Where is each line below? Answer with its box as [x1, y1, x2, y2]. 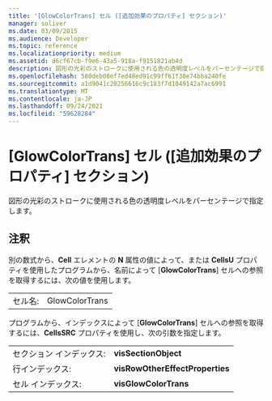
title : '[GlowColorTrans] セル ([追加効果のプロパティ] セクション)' [8, 11, 227, 20]
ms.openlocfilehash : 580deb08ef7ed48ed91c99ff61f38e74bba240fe [8, 72, 227, 80]
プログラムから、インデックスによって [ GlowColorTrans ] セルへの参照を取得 [8, 318, 264, 327]
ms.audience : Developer [8, 34, 89, 43]
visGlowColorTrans [113, 378, 189, 389]
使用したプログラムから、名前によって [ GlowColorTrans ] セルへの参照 [29, 265, 264, 275]
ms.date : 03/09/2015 [8, 27, 79, 35]
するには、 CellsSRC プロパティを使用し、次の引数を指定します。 [8, 327, 226, 337]
